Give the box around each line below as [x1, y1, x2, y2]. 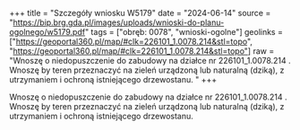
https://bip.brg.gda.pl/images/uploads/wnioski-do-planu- [13, 17, 225, 28]
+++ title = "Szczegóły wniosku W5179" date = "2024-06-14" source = [9, 8, 271, 18]
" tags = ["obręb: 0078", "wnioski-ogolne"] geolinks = [84, 27, 284, 37]
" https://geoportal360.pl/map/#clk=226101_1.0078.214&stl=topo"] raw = [9, 46, 275, 56]
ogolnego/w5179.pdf [9, 27, 86, 37]
